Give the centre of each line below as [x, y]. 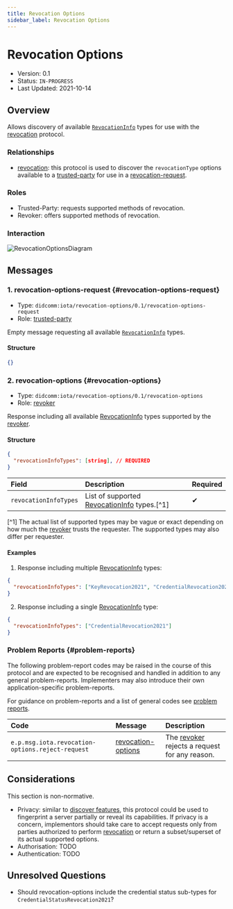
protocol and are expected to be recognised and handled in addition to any [114, 673]
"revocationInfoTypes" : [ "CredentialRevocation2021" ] [93, 626]
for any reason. [190, 754]
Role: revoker [36, 403]
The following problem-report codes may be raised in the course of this [109, 665]
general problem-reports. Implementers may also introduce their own [106, 680]
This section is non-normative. [51, 796]
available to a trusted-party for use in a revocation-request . [102, 175]
